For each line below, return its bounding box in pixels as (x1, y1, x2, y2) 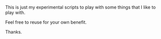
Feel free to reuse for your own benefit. (5, 19, 87, 25)
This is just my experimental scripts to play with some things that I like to (5, 4, 156, 10)
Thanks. (5, 29, 22, 34)
